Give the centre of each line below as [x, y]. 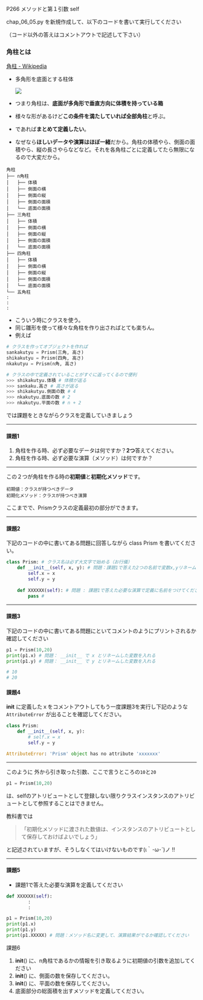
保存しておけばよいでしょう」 [63, 836]
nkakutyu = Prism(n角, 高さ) [42, 364]
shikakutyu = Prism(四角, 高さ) [45, 358]
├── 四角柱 [19, 253]
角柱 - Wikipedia [27, 66]
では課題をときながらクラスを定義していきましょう [70, 415]
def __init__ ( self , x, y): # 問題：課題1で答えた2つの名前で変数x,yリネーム [107, 568]
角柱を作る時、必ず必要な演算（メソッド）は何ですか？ [84, 458]
